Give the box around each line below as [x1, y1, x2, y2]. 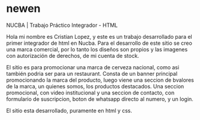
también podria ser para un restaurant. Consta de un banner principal [6, 70, 178, 77]
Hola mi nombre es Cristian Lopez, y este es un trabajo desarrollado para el [6, 33, 193, 40]
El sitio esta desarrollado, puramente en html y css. [6, 107, 132, 114]
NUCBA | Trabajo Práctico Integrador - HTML [6, 21, 118, 29]
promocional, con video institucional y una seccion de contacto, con [6, 89, 175, 96]
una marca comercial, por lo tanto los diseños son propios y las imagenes [6, 45, 188, 53]
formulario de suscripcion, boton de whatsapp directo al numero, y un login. [6, 95, 193, 103]
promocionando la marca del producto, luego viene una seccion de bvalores [6, 76, 195, 84]
